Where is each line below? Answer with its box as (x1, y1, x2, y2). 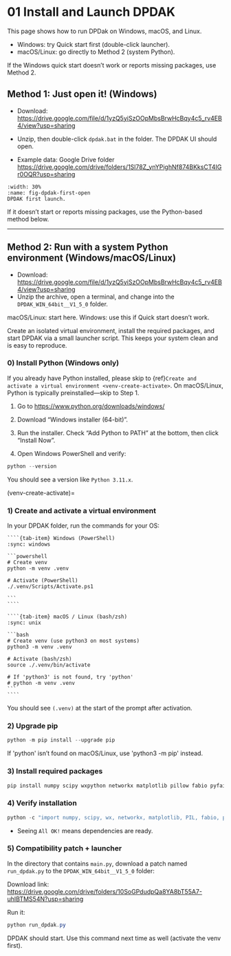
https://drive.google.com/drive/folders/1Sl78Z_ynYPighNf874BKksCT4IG (16, 163, 222, 171)
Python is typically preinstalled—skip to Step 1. (7, 388, 140, 397)
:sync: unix (7, 619, 41, 626)
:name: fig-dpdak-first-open (7, 189, 91, 197)
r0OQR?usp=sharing (16, 170, 76, 178)
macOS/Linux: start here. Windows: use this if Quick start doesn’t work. (7, 313, 210, 321)
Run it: (7, 908, 25, 916)
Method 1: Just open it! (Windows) (7, 88, 157, 100)
